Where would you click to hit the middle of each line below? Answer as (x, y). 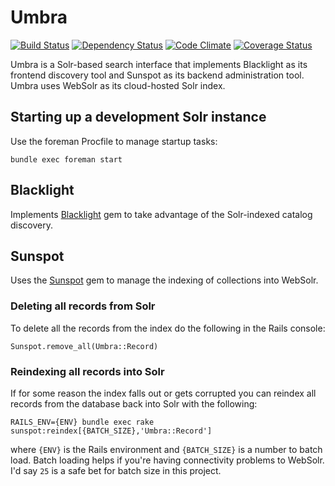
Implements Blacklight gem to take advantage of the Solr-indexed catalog (161, 214)
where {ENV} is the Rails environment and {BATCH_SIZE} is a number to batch (166, 449)
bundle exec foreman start (66, 159)
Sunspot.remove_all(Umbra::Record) (84, 346)
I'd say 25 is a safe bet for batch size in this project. (116, 470)
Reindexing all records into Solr (87, 371)
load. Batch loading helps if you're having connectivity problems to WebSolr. (167, 460)
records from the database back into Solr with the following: (134, 403)
